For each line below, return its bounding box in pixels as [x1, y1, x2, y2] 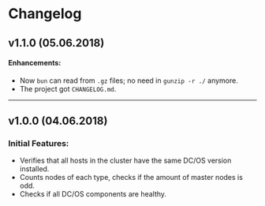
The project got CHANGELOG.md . [19, 84, 117, 93]
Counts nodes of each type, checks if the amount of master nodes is [19, 173, 243, 182]
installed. [19, 164, 50, 174]
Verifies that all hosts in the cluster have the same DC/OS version [19, 155, 232, 166]
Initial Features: [8, 138, 69, 149]
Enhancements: [8, 58, 62, 68]
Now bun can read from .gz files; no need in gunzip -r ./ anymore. [19, 76, 238, 85]
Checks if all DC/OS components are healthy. [19, 189, 167, 199]
